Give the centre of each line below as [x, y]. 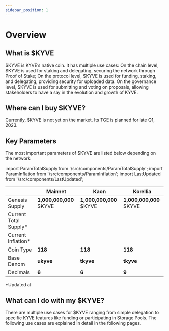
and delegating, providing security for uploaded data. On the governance [81, 81]
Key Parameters [31, 141]
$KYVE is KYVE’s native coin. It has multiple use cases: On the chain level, [82, 65]
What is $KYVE [30, 53]
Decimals [19, 272]
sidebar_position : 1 [27, 10]
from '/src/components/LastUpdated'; [45, 179]
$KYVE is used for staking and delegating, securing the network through [80, 70]
